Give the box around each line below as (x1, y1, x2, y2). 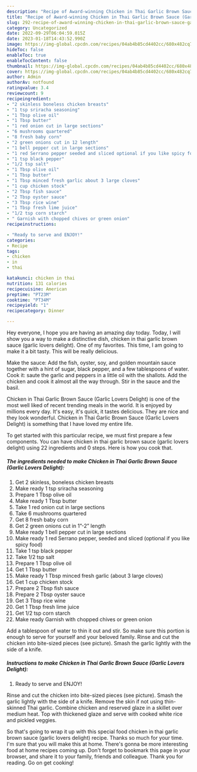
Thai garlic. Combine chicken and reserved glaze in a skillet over (26, 704, 183, 711)
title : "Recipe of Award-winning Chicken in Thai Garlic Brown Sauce (6, 14, 180, 20)
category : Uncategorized (6, 25, 67, 31)
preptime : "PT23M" (6, 292, 51, 297)
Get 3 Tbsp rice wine (15, 597, 66, 604)
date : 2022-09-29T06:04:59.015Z (6, 31, 85, 36)
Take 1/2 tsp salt (15, 553, 55, 560)
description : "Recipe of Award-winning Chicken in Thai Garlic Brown (6, 8, 180, 15)
